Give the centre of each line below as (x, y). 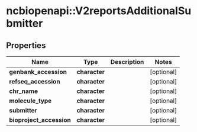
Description (127, 62)
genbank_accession (38, 72)
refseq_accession (35, 81)
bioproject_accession (40, 120)
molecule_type (30, 101)
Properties (26, 45)
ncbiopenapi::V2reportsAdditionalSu (99, 11)
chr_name (24, 91)
